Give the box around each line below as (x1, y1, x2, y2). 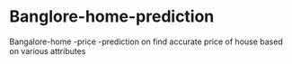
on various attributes (9, 45, 86, 56)
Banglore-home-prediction (9, 6, 215, 27)
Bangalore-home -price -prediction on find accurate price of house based (9, 36, 283, 47)
